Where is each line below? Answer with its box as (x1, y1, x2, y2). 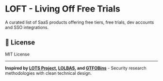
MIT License (5, 51, 30, 57)
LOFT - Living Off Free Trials (5, 3, 120, 14)
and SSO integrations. (5, 24, 49, 30)
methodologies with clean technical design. (5, 70, 92, 76)
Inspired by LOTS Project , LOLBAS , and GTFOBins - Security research (5, 65, 147, 71)
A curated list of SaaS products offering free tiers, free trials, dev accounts (5, 19, 154, 25)
